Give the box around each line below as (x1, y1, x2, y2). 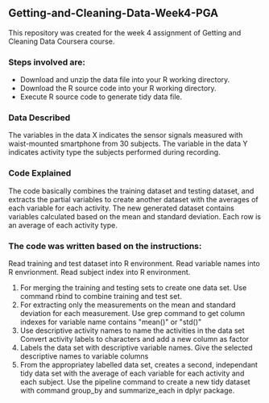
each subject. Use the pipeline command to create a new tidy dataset (19, 377, 251, 386)
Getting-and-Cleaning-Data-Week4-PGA (8, 6, 219, 20)
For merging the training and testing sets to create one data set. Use (19, 283, 247, 293)
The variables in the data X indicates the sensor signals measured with (8, 131, 243, 140)
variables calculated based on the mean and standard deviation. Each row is (8, 211, 262, 221)
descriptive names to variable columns (19, 351, 149, 361)
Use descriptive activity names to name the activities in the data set (19, 326, 245, 335)
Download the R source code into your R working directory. (19, 84, 217, 93)
